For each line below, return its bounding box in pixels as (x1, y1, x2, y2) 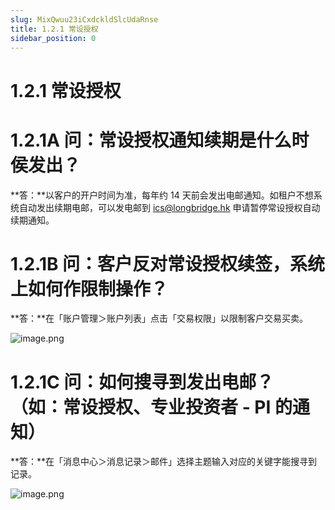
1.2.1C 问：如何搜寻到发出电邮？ (10, 371, 275, 393)
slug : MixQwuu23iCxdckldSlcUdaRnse (10, 14, 159, 25)
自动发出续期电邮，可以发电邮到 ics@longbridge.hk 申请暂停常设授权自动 (18, 201, 321, 213)
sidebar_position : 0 (10, 33, 97, 43)
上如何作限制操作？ (10, 277, 169, 300)
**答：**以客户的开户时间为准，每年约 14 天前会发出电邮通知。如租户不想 (10, 189, 314, 201)
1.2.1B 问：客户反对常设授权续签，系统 (10, 252, 326, 275)
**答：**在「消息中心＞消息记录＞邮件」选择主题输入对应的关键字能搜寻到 (10, 456, 318, 468)
